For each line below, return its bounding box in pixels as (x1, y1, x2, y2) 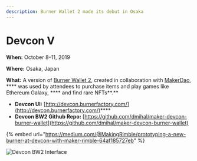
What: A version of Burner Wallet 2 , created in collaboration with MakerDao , (6, 76, 192, 83)
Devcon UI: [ (14, 100, 46, 107)
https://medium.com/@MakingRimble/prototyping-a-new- (45, 130, 186, 137)
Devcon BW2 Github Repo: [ (14, 113, 85, 120)
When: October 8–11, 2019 (6, 54, 71, 61)
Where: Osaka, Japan (6, 65, 60, 72)
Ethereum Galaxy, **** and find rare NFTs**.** (6, 89, 119, 96)
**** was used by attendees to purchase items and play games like (6, 83, 169, 90)
